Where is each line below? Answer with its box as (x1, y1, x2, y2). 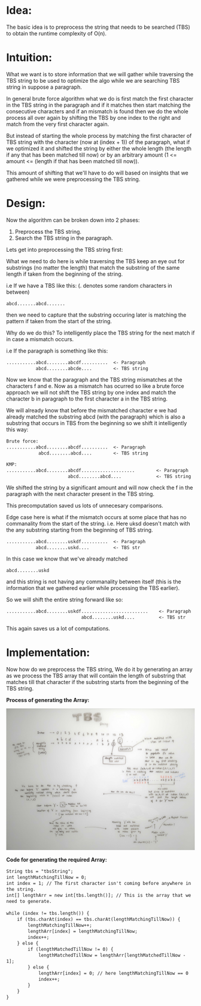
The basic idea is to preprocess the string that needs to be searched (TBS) (6, 23, 190, 31)
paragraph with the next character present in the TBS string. (6, 490, 154, 498)
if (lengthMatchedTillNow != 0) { (28, 946, 114, 952)
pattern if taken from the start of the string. (6, 317, 112, 324)
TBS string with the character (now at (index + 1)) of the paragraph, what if (6, 138, 190, 146)
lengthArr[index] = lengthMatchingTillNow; (28, 928, 138, 934)
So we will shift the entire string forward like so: (6, 596, 124, 603)
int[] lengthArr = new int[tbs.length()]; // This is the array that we (6, 892, 191, 898)
